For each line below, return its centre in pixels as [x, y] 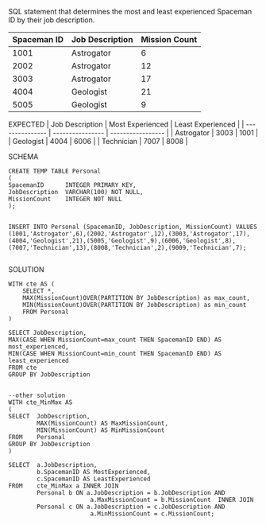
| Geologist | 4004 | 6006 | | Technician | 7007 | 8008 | [98, 141]
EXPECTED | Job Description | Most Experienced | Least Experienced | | [126, 124]
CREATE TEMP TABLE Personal [55, 171]
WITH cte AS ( [32, 284]
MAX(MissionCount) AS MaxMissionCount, [103, 423]
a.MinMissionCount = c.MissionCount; [152, 514]
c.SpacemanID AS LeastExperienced [94, 479]
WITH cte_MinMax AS [40, 402]
